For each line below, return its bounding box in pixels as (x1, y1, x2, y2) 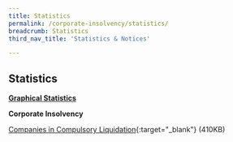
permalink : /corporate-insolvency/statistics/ (8, 19, 169, 28)
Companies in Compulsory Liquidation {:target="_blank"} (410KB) (8, 125, 226, 135)
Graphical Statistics (8, 93, 77, 103)
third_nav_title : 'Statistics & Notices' (8, 34, 151, 43)
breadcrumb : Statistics (8, 27, 89, 35)
